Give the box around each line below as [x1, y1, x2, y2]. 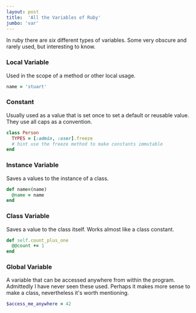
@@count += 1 [11, 243, 45, 249]
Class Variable [6, 212, 50, 221]
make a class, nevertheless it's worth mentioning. [6, 289, 130, 297]
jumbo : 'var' [6, 20, 39, 26]
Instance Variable [6, 161, 59, 169]
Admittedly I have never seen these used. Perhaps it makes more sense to [6, 283, 191, 290]
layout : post [6, 8, 39, 15]
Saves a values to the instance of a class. [6, 175, 109, 182]
